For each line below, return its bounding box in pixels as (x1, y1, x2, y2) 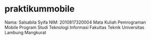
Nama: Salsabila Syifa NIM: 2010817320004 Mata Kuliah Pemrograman (4, 19, 146, 25)
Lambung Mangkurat (4, 29, 47, 35)
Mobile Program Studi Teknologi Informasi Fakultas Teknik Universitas (4, 24, 145, 30)
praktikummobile (4, 3, 75, 14)
